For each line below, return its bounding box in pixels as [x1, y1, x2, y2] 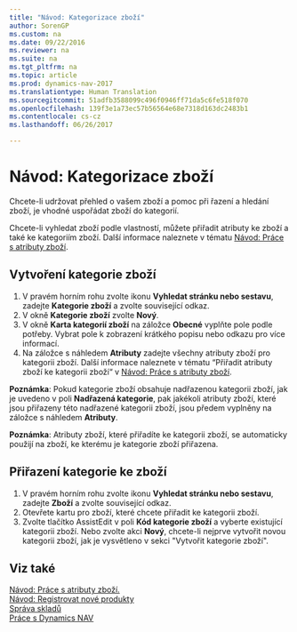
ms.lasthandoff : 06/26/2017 [9, 121, 114, 130]
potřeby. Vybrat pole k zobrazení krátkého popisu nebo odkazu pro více [21, 328, 286, 339]
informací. [21, 338, 60, 348]
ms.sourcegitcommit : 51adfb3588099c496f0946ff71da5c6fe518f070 [9, 95, 249, 105]
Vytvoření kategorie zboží [9, 268, 157, 283]
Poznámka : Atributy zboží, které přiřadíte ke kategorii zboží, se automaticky [9, 428, 287, 440]
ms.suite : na [9, 54, 58, 63]
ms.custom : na [9, 29, 62, 38]
